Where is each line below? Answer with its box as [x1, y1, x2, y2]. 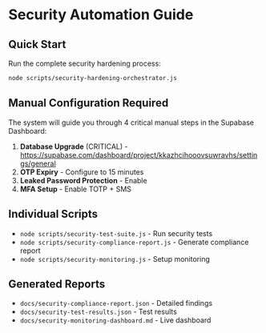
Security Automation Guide [8, 6, 194, 24]
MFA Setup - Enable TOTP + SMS [19, 184, 132, 194]
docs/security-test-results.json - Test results [19, 307, 178, 317]
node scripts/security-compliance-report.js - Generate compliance [19, 237, 249, 247]
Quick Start [8, 38, 66, 51]
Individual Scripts [8, 207, 99, 221]
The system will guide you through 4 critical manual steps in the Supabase [8, 118, 255, 127]
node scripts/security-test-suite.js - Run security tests [19, 228, 213, 238]
